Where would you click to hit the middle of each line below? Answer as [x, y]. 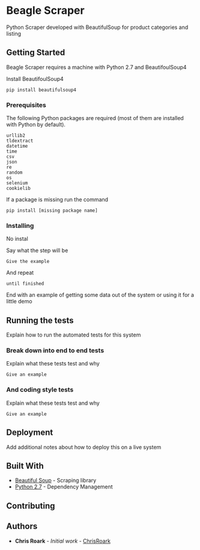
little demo [19, 302]
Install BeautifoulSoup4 [35, 78]
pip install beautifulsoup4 [41, 90]
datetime [17, 146]
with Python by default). [36, 125]
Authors [22, 526]
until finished [25, 284]
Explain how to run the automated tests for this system [74, 335]
